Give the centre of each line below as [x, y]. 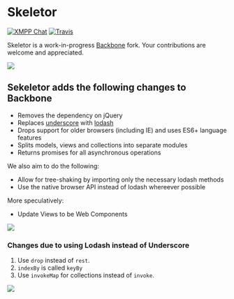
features [29, 138]
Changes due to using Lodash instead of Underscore [98, 245]
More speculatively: [36, 200]
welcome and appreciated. [45, 52]
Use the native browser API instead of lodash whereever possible [111, 187]
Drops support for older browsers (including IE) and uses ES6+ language [122, 130]
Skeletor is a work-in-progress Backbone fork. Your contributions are [107, 45]
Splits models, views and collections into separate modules [102, 145]
